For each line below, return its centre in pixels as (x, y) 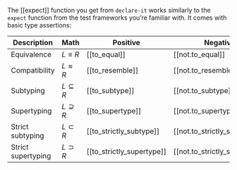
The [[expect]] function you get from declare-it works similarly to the (109, 10)
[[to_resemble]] (113, 70)
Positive (127, 43)
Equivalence (31, 54)
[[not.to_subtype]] (203, 91)
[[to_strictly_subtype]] (123, 131)
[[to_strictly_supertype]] (127, 151)
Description (33, 43)
